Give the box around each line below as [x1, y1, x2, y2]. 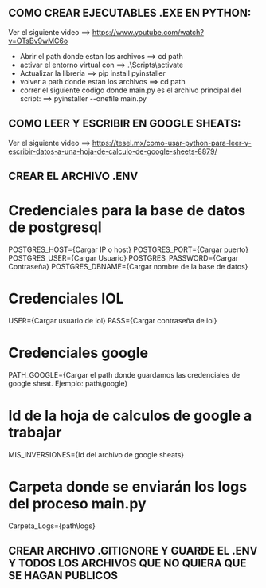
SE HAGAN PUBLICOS [8, 569, 118, 582]
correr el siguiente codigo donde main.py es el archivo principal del [19, 85, 241, 95]
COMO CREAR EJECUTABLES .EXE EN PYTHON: [8, 6, 252, 20]
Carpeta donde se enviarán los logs [8, 477, 248, 496]
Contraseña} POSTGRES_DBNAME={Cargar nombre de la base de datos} [8, 261, 248, 271]
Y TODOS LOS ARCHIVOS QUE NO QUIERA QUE [8, 557, 247, 570]
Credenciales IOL [8, 290, 125, 308]
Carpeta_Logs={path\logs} [8, 521, 96, 531]
